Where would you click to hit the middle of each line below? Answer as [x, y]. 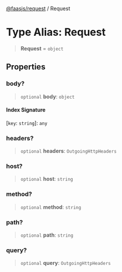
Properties [26, 67]
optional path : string [47, 235]
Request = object [42, 48]
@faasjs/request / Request [38, 9]
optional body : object [48, 96]
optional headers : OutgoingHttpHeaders [69, 151]
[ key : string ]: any [27, 123]
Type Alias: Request [56, 32]
